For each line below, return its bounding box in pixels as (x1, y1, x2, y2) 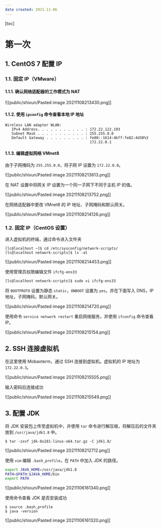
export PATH (5, 476, 29, 481)
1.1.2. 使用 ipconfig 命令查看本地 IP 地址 (5, 111, 84, 117)
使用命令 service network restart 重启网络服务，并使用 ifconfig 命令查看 (5, 314, 154, 319)
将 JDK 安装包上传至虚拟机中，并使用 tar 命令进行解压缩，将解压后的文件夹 (5, 423, 157, 429)
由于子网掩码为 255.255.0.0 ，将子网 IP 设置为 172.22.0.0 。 (5, 162, 123, 168)
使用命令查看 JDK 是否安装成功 (5, 495, 67, 501)
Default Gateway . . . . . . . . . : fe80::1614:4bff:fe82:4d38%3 (11, 135, 149, 140)
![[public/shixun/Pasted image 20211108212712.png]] (5, 447, 111, 453)
